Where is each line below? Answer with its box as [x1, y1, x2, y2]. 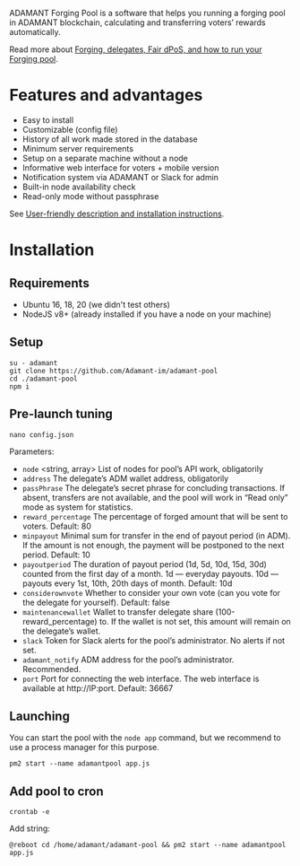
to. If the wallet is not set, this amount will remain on [99, 616, 291, 626]
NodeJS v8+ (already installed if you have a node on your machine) [21, 309, 271, 319]
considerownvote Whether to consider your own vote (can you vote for [21, 587, 280, 598]
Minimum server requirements [21, 143, 134, 153]
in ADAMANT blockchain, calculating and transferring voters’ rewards [9, 17, 266, 28]
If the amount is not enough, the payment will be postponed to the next [21, 539, 285, 550]
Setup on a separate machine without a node [21, 153, 188, 163]
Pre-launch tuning [9, 407, 114, 422]
